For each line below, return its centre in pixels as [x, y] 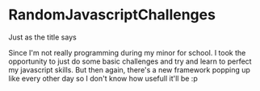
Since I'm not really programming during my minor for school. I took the [127, 52]
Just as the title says [42, 37]
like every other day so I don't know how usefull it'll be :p [103, 78]
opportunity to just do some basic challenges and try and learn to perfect [130, 61]
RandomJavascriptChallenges [112, 15]
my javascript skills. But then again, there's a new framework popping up [129, 69]
